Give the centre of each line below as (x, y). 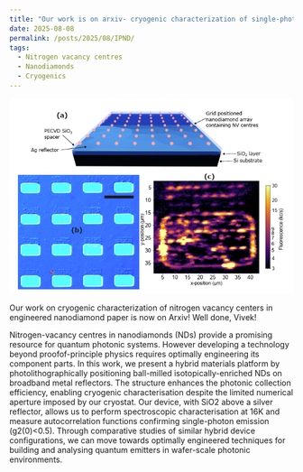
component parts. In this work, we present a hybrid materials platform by (145, 364)
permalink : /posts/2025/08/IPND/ (72, 38)
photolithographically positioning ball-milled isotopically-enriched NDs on (146, 374)
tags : (19, 48)
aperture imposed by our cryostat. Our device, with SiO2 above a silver (141, 403)
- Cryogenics (42, 77)
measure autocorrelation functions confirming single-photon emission (139, 421)
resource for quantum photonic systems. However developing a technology (150, 345)
